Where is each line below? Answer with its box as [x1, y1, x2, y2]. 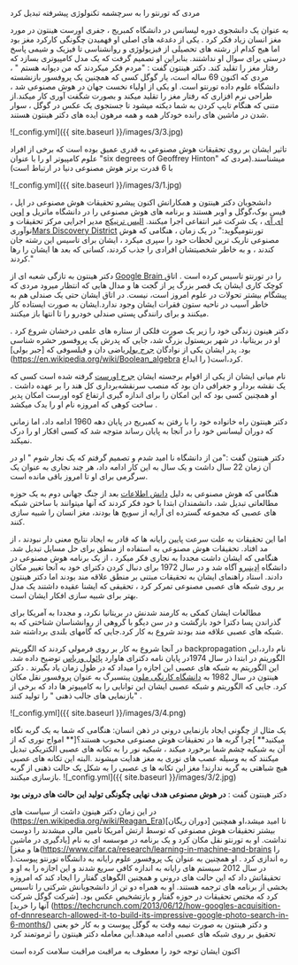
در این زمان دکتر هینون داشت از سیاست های [10, 806, 157, 816]
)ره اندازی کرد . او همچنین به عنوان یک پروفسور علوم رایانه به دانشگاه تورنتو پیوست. [10, 853, 288, 863]
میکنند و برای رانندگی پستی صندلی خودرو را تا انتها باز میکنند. [10, 308, 210, 318]
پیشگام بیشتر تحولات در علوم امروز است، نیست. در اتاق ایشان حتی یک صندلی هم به [10, 290, 287, 300]
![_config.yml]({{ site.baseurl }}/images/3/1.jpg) [10, 180, 182, 190]
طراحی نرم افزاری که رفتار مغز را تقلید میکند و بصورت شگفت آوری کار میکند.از [10, 90, 273, 101]
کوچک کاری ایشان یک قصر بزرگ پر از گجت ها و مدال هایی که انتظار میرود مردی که [10, 280, 284, 291]
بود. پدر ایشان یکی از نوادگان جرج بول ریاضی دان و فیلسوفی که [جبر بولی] [10, 345, 251, 354]
